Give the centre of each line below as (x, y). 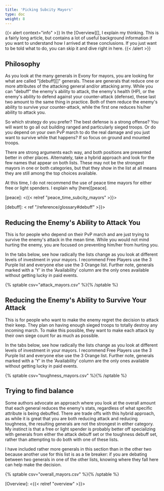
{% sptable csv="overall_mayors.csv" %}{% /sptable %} (62, 474)
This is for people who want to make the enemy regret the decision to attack (82, 320)
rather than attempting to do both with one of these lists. (62, 439)
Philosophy (23, 64)
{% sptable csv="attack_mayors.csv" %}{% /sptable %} (62, 285)
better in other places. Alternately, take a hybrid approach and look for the (80, 157)
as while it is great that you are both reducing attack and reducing (71, 418)
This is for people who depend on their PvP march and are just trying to (77, 234)
